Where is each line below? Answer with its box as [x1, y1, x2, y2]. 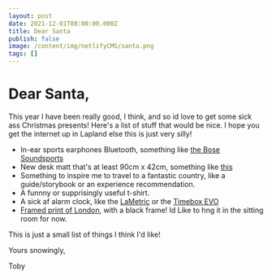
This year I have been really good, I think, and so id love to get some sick [8, 111, 253, 121]
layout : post [8, 11, 53, 20]
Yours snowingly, [8, 245, 66, 255]
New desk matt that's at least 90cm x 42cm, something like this [19, 162, 233, 172]
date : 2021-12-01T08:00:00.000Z [8, 20, 118, 28]
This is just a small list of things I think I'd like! [8, 229, 161, 239]
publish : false [8, 34, 60, 43]
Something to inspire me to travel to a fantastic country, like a [19, 170, 226, 180]
